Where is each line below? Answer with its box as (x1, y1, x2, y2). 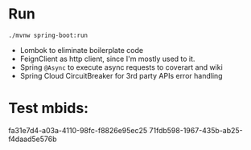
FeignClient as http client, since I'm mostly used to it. (19, 54, 195, 63)
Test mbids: (8, 99, 89, 117)
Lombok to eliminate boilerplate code (19, 45, 143, 55)
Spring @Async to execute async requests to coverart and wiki (19, 62, 223, 72)
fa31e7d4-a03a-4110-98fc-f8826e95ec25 (8, 125, 148, 135)
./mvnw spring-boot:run (8, 31, 88, 39)
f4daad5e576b (8, 134, 57, 144)
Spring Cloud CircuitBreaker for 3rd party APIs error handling (19, 71, 223, 80)
